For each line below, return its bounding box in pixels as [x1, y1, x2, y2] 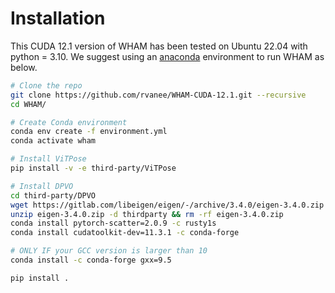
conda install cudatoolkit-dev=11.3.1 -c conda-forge [10, 228, 240, 238]
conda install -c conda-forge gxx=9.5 [10, 255, 172, 266]
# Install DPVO [10, 181, 74, 191]
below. [10, 61, 38, 73]
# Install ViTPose [10, 154, 87, 164]
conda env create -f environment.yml [10, 127, 168, 137]
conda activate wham [10, 136, 97, 146]
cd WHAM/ [10, 99, 47, 109]
